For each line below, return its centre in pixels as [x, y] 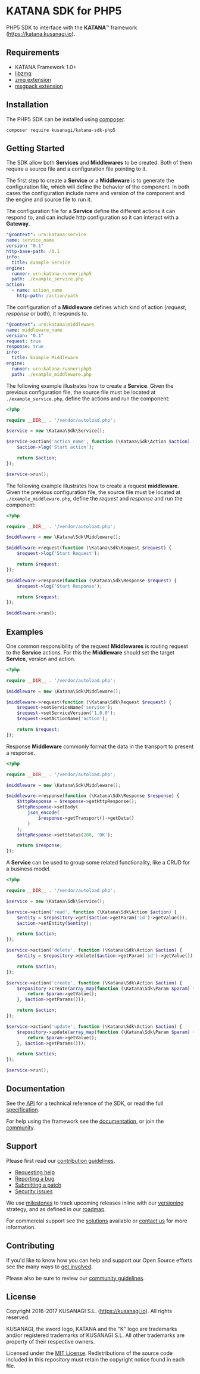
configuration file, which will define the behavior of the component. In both [98, 187]
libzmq [23, 73]
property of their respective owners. [51, 1342]
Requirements [33, 53]
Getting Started [35, 148]
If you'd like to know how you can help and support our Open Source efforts [99, 1260]
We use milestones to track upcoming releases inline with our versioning [95, 1203]
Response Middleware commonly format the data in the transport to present [100, 746]
